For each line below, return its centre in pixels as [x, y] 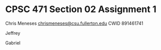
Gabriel [13, 43]
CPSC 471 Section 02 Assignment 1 [81, 9]
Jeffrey [13, 33]
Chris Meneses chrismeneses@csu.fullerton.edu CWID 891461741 [74, 23]
